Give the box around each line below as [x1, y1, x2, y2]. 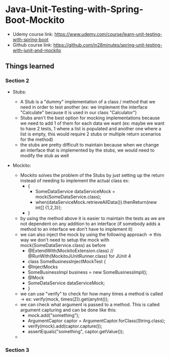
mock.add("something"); [27, 312, 80, 318]
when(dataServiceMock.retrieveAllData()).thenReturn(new [35, 199, 157, 205]
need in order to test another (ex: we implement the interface [20, 104, 148, 110]
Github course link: [12, 42, 52, 48]
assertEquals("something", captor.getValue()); [27, 328, 124, 334]
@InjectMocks [27, 264, 58, 270]
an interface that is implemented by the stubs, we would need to [20, 147, 155, 153]
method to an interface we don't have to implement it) [20, 226, 133, 232]
